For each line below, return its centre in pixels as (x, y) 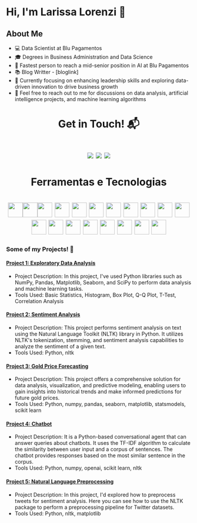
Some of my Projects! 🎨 (40, 249)
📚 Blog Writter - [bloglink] (46, 72)
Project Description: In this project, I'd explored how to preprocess (95, 494)
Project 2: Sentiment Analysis (43, 314)
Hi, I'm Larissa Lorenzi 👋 (66, 12)
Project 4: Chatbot (29, 424)
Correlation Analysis (39, 301)
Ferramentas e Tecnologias (99, 182)
